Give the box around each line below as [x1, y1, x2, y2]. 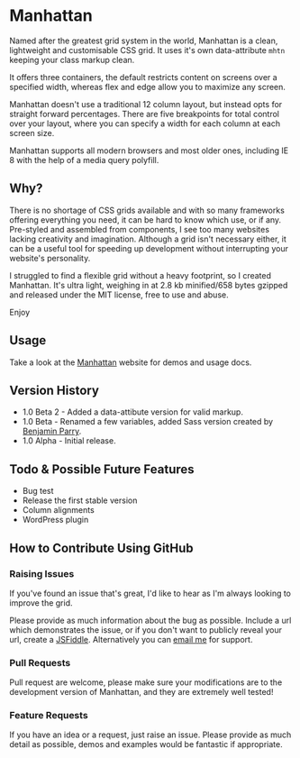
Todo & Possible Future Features [9, 461, 195, 477]
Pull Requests [9, 656, 71, 669]
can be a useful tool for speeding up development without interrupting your [9, 242, 288, 253]
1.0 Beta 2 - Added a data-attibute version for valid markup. [22, 406, 243, 417]
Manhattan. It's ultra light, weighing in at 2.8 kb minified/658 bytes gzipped [9, 279, 288, 290]
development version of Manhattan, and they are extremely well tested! [9, 687, 274, 698]
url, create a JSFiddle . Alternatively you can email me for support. [9, 634, 253, 644]
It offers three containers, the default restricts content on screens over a [9, 71, 277, 82]
